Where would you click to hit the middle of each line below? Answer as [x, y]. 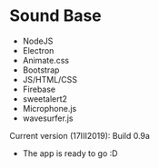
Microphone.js [50, 108]
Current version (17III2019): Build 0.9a [79, 135]
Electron [38, 50]
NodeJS [38, 41]
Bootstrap [41, 70]
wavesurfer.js [48, 118]
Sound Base [55, 16]
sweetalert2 [45, 99]
